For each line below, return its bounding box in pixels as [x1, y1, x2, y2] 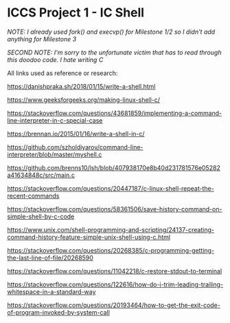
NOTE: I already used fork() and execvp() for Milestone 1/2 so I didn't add [7, 28, 216, 36]
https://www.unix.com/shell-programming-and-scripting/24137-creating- [7, 225, 215, 233]
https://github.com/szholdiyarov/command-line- [7, 143, 143, 151]
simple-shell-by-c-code [7, 212, 75, 220]
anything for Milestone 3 [7, 34, 77, 43]
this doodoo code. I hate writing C [7, 55, 104, 63]
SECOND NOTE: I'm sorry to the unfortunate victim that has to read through [7, 48, 222, 56]
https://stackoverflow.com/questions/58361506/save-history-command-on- [7, 205, 222, 213]
